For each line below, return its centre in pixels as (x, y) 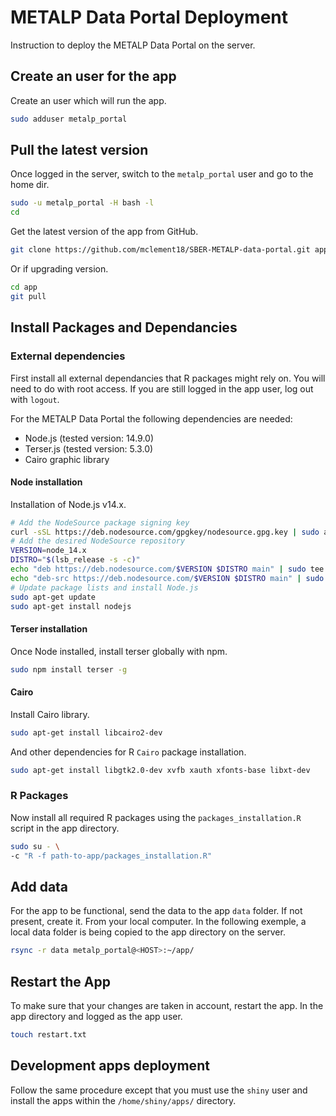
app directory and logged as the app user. (96, 1017)
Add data (39, 886)
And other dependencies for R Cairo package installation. (128, 752)
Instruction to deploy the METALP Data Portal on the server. (133, 45)
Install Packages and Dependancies (124, 327)
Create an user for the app (93, 76)
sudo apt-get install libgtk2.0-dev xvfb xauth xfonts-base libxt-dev (160, 770)
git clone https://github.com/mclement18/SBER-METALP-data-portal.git (160, 250)
